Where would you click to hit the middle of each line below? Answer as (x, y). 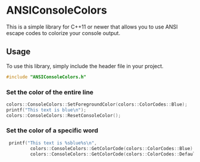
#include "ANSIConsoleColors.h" (46, 77)
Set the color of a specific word (52, 131)
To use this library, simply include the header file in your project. (85, 66)
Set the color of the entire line (50, 92)
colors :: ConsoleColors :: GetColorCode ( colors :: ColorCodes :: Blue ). (113, 148)
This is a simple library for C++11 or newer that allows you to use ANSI (92, 27)
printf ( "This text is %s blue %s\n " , (53, 143)
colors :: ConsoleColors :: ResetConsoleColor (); (63, 115)
